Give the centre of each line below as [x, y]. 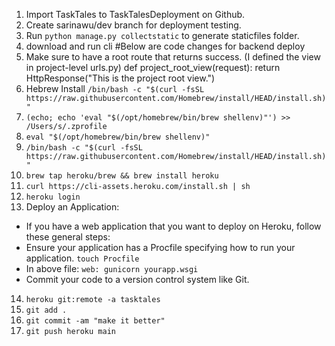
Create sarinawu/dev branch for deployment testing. [133, 25]
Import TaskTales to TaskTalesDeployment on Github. [135, 14]
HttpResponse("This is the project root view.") [120, 78]
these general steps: [68, 237]
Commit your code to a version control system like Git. [137, 279]
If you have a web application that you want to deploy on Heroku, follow [173, 226]
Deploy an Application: [72, 207]
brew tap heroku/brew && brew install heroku [122, 176]
